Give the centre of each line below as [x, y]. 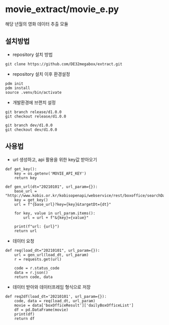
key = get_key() [31, 200]
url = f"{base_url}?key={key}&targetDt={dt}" [63, 204]
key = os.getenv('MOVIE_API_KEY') [50, 173]
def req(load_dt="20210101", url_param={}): [53, 250]
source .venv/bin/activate [33, 92]
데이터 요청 [23, 241]
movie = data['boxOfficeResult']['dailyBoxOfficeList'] [74, 305]
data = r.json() [31, 273]
